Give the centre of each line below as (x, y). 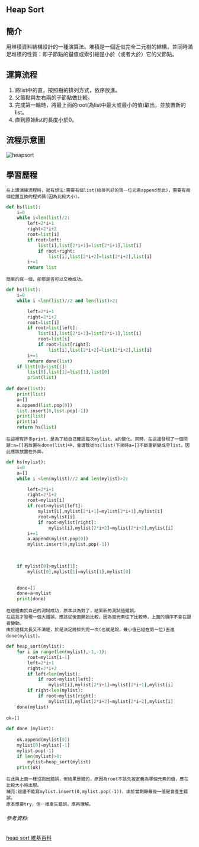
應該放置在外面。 (28, 452)
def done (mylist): (30, 729)
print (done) (31, 599)
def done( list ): (26, 389)
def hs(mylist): (26, 462)
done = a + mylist (34, 593)
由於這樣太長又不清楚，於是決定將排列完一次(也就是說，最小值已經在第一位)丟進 (90, 630)
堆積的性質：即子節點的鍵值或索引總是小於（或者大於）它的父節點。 (94, 54)
